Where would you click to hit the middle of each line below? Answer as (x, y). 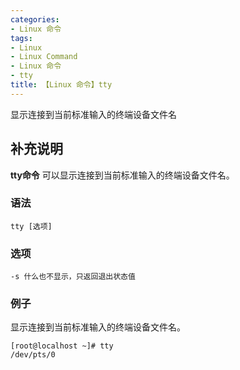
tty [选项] (31, 226)
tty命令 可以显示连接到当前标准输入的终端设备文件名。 (122, 175)
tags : (21, 38)
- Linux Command (44, 57)
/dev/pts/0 (33, 355)
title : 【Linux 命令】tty (61, 85)
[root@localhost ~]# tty (62, 346)
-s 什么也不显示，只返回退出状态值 (73, 277)
